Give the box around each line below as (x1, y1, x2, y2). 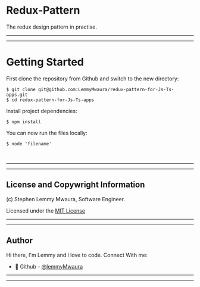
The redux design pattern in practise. (6, 23, 97, 30)
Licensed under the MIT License (6, 207, 85, 214)
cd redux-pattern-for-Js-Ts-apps (11, 96, 95, 103)
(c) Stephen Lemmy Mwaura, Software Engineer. (6, 195, 126, 202)
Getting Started (6, 55, 85, 69)
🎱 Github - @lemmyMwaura (14, 263, 83, 270)
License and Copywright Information (6, 180, 145, 190)
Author (6, 236, 33, 246)
